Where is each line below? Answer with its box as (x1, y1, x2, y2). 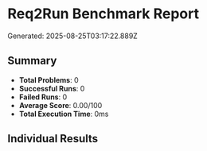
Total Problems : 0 (18, 75, 79, 84)
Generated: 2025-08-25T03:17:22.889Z (7, 31, 139, 41)
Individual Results (7, 132, 99, 145)
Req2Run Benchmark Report (7, 5, 200, 23)
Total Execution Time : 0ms (18, 109, 109, 118)
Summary (7, 54, 57, 68)
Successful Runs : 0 (18, 83, 85, 93)
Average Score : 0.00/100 (18, 100, 103, 110)
